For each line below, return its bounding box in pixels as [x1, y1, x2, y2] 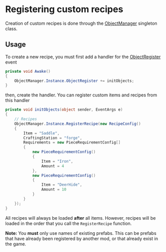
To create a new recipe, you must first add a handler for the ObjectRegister [5, 54, 161, 60]
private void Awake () [5, 69, 51, 74]
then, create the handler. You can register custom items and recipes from [5, 92, 157, 98]
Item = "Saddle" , [23, 130, 60, 136]
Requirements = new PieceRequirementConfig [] [23, 140, 121, 145]
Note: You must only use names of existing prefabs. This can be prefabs [5, 230, 156, 236]
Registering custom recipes [5, 4, 124, 15]
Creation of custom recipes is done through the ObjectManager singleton [5, 20, 157, 26]
